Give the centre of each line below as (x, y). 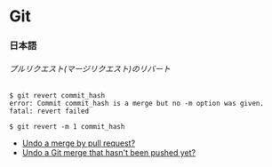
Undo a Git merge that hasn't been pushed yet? (109, 153)
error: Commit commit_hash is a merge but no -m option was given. (137, 104)
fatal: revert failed (49, 111)
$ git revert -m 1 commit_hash (67, 127)
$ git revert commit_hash (57, 96)
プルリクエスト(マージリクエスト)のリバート (90, 68)
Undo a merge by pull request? (79, 143)
